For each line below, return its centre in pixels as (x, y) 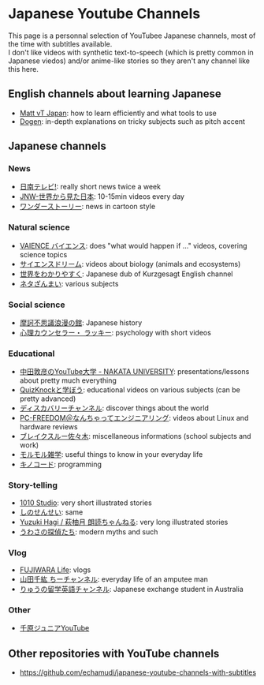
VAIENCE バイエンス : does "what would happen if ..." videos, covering (133, 245)
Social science (37, 305)
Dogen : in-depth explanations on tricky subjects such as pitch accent (132, 121)
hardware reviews (48, 427)
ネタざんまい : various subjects (69, 283)
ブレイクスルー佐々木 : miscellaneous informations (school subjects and (135, 436)
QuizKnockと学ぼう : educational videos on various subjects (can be (130, 390)
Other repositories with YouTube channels (114, 653)
